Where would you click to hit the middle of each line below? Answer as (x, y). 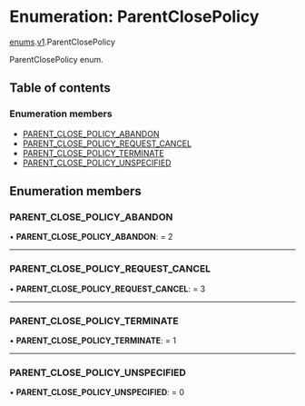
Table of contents (60, 88)
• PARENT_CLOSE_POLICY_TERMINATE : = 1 (93, 340)
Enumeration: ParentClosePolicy (134, 17)
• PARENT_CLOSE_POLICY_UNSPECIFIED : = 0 (97, 392)
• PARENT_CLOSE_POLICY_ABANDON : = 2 (91, 237)
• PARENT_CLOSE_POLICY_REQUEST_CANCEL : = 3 (108, 289)
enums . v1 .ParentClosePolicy (63, 42)
